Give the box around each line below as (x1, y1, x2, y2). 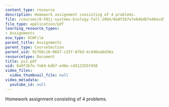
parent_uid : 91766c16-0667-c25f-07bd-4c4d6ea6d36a (5, 49, 114, 54)
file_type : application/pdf (5, 21, 64, 27)
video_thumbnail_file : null (10, 73, 69, 78)
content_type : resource (5, 7, 55, 13)
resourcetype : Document (5, 54, 55, 59)
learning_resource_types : (5, 26, 59, 31)
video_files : (5, 68, 33, 73)
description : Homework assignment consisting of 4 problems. (5, 12, 136, 17)
